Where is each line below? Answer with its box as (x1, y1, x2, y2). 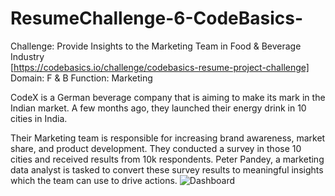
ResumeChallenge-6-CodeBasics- (10, 7, 304, 30)
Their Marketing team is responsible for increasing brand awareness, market (10, 132, 326, 144)
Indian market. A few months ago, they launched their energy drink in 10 (10, 102, 307, 114)
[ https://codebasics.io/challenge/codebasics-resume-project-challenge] (10, 61, 310, 73)
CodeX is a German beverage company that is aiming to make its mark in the (10, 91, 326, 103)
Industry (10, 50, 45, 62)
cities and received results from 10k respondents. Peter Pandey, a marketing (10, 153, 325, 165)
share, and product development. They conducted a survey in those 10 (10, 142, 302, 154)
